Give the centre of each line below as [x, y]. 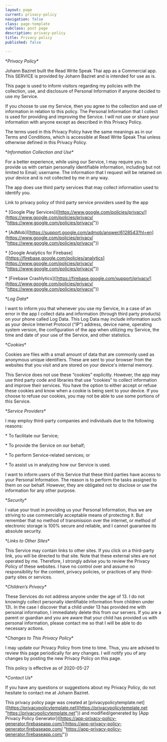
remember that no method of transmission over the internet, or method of [81, 520]
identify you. [18, 193]
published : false [23, 43]
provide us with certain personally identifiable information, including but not [83, 167]
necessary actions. [25, 628]
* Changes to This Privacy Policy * [39, 638]
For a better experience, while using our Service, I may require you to [76, 162]
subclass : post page [27, 29]
